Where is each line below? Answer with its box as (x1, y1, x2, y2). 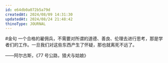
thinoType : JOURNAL (5, 21, 46, 26)
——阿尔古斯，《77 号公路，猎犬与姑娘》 (5, 52, 89, 58)
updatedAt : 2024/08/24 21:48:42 (5, 16, 73, 21)
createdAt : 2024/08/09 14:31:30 (5, 12, 73, 17)
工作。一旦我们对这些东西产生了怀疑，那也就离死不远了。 (18, 42, 137, 48)
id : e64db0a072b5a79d (5, 7, 51, 12)
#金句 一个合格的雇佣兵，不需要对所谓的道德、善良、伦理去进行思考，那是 (5, 35, 159, 41)
